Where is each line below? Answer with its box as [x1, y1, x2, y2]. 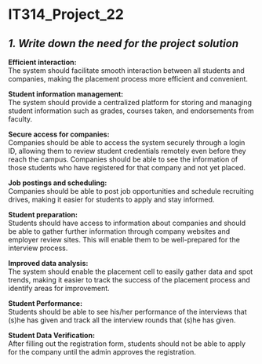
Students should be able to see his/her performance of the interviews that [8, 308, 247, 316]
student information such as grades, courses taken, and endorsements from [8, 106, 254, 115]
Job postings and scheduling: [8, 178, 107, 187]
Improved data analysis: [8, 259, 89, 268]
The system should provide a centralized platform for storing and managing [8, 98, 253, 107]
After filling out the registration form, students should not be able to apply [8, 339, 246, 348]
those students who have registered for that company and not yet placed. [8, 163, 246, 172]
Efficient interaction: [8, 57, 77, 67]
